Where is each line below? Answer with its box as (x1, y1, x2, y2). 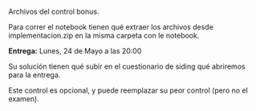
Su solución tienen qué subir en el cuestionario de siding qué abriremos (8, 61, 246, 71)
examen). (8, 94, 40, 103)
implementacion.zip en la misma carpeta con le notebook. (8, 31, 200, 40)
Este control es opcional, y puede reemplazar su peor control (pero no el (8, 85, 249, 95)
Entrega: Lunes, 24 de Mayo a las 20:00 (8, 46, 142, 55)
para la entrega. (8, 70, 61, 79)
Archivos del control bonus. (8, 7, 100, 16)
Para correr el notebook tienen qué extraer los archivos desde (8, 22, 214, 31)
